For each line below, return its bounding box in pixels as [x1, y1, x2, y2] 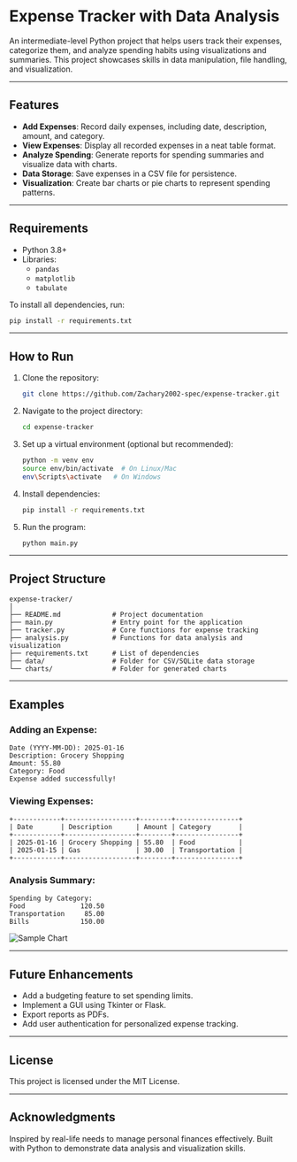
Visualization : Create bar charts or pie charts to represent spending [21, 177, 271, 188]
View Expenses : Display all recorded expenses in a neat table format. [21, 140, 277, 150]
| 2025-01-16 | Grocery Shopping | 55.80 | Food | [9, 838, 243, 847]
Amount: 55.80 [9, 758, 62, 767]
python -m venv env [21, 456, 95, 465]
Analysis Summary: [9, 874, 95, 887]
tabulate [34, 283, 68, 293]
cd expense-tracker [21, 423, 95, 432]
